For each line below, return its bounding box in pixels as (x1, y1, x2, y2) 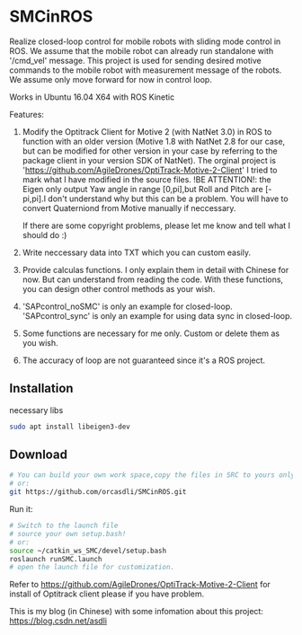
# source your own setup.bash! (9, 529, 127, 538)
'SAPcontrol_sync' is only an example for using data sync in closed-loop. (22, 310, 293, 321)
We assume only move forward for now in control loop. (9, 74, 213, 84)
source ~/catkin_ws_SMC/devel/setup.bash (9, 546, 167, 555)
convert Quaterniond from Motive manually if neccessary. (22, 202, 236, 213)
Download (9, 447, 67, 463)
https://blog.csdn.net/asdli (9, 615, 108, 626)
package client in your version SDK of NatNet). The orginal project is (22, 154, 277, 165)
